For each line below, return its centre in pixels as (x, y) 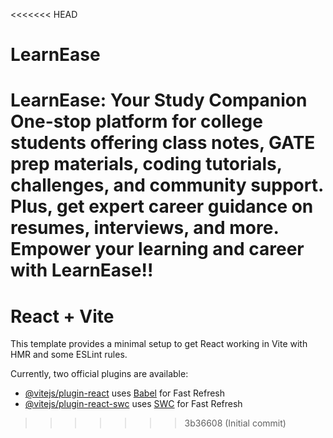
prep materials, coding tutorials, (146, 164)
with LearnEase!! (82, 270)
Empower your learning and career (157, 249)
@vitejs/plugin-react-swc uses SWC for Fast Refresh (133, 404)
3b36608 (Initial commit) (235, 423)
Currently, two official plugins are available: (99, 374)
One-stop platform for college (136, 121)
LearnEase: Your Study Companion (159, 100)
